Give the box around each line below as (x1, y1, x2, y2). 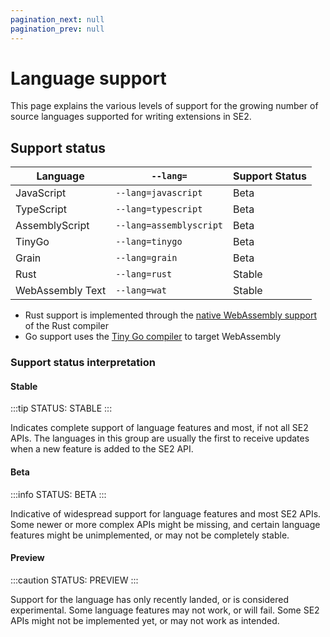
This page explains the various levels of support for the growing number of (10, 100, 319, 112)
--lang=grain (115, 252, 178, 264)
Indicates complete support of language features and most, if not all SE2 (10, 422, 309, 434)
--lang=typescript (115, 204, 203, 215)
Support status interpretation (10, 356, 156, 370)
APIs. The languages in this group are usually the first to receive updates (10, 432, 310, 445)
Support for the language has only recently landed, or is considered (10, 593, 290, 605)
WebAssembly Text (15, 284, 107, 298)
